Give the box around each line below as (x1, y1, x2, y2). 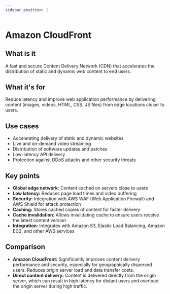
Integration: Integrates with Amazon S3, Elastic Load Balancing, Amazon (12, 223, 165, 229)
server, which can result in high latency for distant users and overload (12, 277, 159, 284)
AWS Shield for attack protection (12, 201, 81, 207)
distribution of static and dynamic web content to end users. (5, 68, 131, 74)
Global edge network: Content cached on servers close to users (12, 185, 148, 191)
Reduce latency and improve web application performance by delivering (5, 96, 156, 102)
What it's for (5, 83, 46, 92)
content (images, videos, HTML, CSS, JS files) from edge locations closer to (5, 102, 165, 108)
